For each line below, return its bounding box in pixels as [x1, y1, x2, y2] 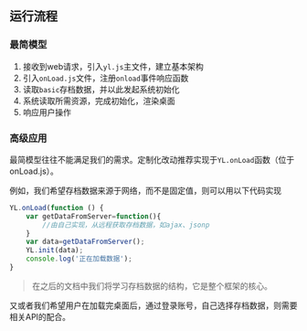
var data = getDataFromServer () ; [26, 237, 145, 247]
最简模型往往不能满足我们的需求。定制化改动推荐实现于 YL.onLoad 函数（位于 [9, 154, 295, 165]
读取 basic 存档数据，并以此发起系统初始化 [22, 83, 180, 94]
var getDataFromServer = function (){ [26, 211, 162, 221]
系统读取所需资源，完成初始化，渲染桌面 [22, 95, 175, 106]
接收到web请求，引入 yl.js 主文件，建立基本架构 [22, 60, 204, 71]
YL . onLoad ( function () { [9, 203, 104, 212]
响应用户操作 [22, 106, 71, 117]
